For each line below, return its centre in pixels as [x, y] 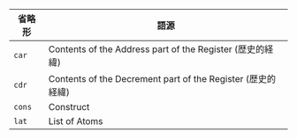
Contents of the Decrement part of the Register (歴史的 [162, 79]
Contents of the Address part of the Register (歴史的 [156, 49]
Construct [69, 107]
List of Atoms [76, 121]
